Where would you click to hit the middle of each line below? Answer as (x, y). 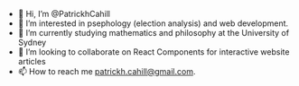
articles (32, 61)
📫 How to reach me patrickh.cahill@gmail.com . (107, 71)
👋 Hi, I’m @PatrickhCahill (64, 14)
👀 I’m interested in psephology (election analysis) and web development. (153, 23)
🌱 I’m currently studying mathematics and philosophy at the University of (154, 33)
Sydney (32, 42)
